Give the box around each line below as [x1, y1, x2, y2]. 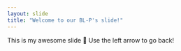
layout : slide [7, 10, 49, 17]
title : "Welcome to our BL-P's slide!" [7, 17, 124, 24]
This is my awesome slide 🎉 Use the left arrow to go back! [7, 36, 175, 44]
